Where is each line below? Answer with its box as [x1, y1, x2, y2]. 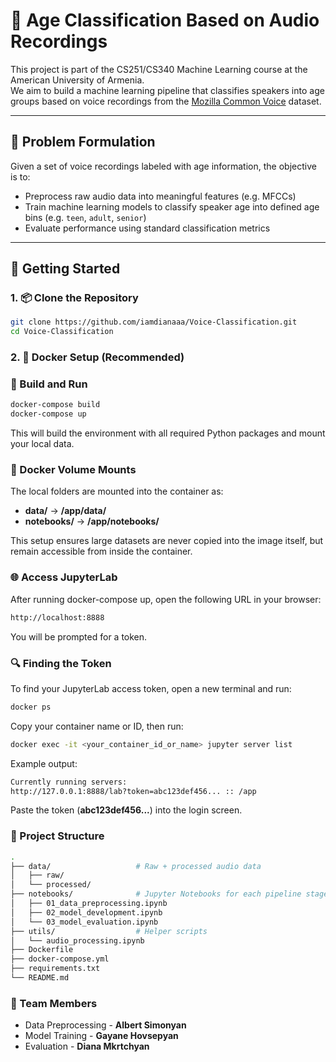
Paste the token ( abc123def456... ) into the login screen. [10, 804, 243, 816]
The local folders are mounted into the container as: [10, 485, 224, 498]
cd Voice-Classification [10, 327, 114, 337]
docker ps [10, 702, 52, 712]
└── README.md [10, 973, 70, 983]
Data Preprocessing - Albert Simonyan [24, 1019, 187, 1031]
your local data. [10, 438, 75, 450]
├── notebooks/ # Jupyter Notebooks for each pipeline [10, 889, 302, 899]
